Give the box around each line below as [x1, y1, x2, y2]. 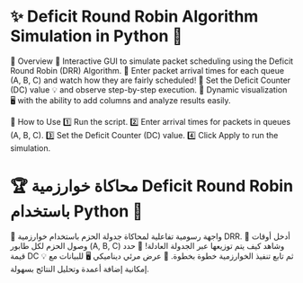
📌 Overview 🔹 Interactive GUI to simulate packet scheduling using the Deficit [10, 56, 294, 66]
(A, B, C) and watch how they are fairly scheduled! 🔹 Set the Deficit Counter [10, 75, 291, 85]
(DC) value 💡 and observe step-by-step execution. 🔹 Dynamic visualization [10, 84, 288, 95]
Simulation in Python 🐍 [10, 26, 183, 47]
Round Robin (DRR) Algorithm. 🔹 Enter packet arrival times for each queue [10, 65, 285, 75]
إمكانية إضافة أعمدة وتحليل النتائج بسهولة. [10, 263, 149, 274]
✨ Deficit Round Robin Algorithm [10, 6, 259, 27]
